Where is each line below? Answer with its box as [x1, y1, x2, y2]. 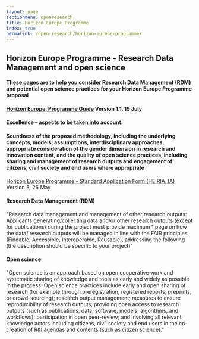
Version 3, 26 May [6, 184, 51, 191]
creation [6, 326, 27, 333]
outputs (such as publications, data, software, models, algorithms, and [6, 307, 179, 314]
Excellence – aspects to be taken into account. [6, 119, 124, 126]
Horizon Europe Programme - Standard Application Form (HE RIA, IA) [6, 177, 175, 185]
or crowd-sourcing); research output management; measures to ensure [6, 294, 181, 301]
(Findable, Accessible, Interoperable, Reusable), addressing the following [6, 236, 185, 243]
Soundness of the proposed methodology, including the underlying [6, 132, 176, 139]
